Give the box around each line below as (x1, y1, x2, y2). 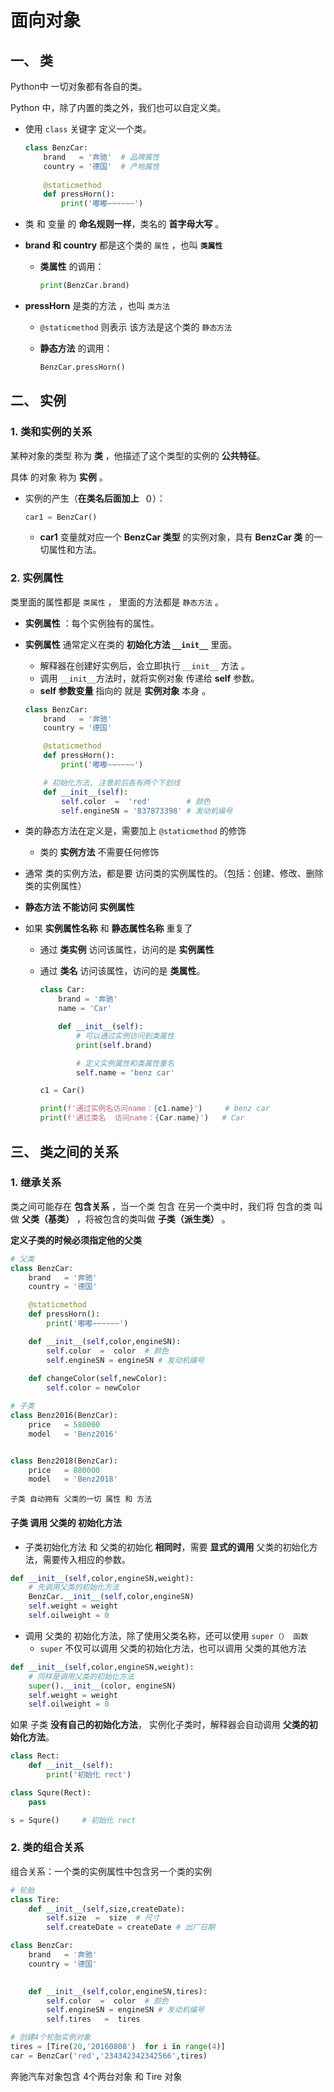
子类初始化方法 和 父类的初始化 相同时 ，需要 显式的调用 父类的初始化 (24, 1541, 310, 1553)
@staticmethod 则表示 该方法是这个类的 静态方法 (39, 321, 233, 333)
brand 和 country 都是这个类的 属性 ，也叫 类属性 (24, 239, 223, 251)
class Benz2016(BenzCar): (10, 1411, 118, 1421)
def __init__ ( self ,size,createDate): (28, 1904, 186, 1914)
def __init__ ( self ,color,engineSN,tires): (28, 1986, 208, 1996)
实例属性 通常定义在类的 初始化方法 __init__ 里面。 (24, 638, 238, 650)
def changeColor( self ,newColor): (28, 1374, 168, 1384)
